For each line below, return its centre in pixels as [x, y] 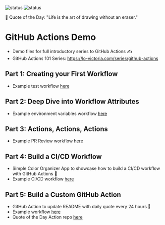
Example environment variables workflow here [60, 113]
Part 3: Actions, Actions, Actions [56, 129]
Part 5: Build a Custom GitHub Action [63, 195]
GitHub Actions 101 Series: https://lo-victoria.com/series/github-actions [85, 58]
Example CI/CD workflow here [43, 179]
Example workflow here [36, 212]
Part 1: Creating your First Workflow [61, 74]
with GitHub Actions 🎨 [35, 174]
